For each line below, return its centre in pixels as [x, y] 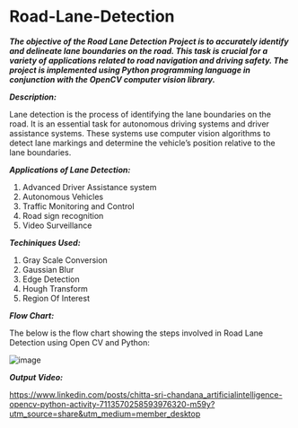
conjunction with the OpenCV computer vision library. [112, 79]
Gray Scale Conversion [65, 260]
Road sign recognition [63, 215]
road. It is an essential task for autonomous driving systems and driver [139, 124]
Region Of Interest [56, 298]
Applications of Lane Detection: [70, 170]
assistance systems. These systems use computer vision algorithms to [140, 133]
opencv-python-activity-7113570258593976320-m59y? [112, 404]
